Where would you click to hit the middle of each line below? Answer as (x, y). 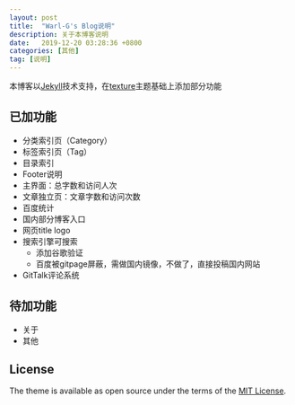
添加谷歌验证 (59, 252)
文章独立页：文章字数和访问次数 (81, 196)
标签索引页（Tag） (57, 151)
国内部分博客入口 (54, 219)
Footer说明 (42, 174)
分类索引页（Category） (67, 140)
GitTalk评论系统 (51, 275)
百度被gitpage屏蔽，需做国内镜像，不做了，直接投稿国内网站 (148, 264)
